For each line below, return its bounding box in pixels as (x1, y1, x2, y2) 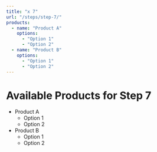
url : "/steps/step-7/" (6, 14, 62, 20)
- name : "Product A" (11, 25, 62, 31)
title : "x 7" (6, 8, 38, 15)
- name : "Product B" (11, 47, 62, 53)
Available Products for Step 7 (6, 89, 152, 102)
